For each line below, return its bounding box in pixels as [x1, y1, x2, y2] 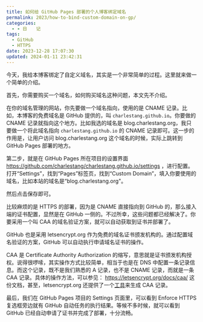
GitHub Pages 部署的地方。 [6, 142, 74, 149]
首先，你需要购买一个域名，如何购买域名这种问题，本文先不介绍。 [6, 91, 170, 98]
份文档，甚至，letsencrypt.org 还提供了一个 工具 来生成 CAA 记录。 [6, 281, 171, 288]
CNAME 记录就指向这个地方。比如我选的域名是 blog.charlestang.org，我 [6, 119, 187, 127]
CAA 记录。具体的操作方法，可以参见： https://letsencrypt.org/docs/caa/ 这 [6, 274, 195, 281]
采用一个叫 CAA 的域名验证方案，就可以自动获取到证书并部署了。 [11, 218, 174, 225]
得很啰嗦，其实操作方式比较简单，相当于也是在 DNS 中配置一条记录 [22, 259, 190, 266]
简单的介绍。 [11, 78, 43, 86]
